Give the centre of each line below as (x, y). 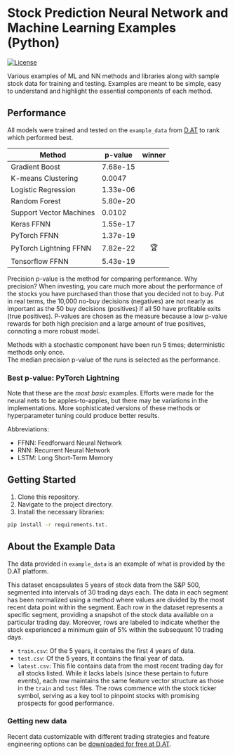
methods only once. (36, 352)
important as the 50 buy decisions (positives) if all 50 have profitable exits (114, 308)
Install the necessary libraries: (61, 512)
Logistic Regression (43, 189)
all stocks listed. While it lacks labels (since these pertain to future (113, 673)
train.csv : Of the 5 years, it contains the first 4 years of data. (106, 651)
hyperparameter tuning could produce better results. (83, 416)
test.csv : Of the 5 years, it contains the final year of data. (101, 658)
